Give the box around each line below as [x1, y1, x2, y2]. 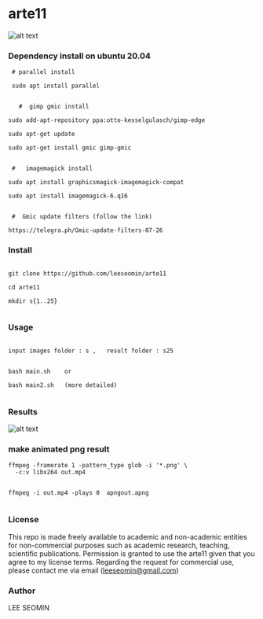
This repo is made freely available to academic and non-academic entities [8, 532, 247, 541]
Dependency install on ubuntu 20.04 [8, 50, 152, 61]
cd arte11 [8, 283, 41, 291]
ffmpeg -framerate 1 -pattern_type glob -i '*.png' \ [8, 462, 188, 470]
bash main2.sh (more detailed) [8, 381, 118, 389]
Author [8, 585, 36, 596]
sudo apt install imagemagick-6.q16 [8, 192, 128, 201]
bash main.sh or [8, 367, 72, 375]
